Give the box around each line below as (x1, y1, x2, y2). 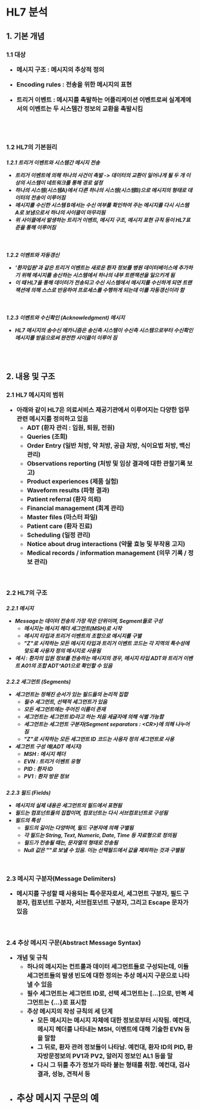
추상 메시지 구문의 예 (16, 1092, 99, 1104)
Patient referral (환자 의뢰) (26, 495, 102, 503)
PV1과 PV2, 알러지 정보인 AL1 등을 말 (72, 1052, 173, 1060)
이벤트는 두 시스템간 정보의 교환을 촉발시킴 (29, 104, 143, 113)
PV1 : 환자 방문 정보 (23, 773, 70, 780)
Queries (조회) (26, 432, 68, 441)
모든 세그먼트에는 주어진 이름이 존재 (23, 706, 106, 713)
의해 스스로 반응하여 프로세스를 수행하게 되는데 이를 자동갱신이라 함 (30, 286, 185, 293)
